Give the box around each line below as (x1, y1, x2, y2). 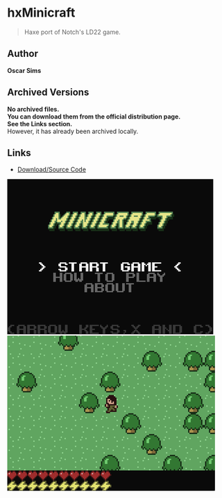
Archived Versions (7, 87, 89, 98)
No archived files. (7, 105, 60, 113)
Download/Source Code (17, 165, 87, 174)
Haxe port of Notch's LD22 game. (24, 28, 121, 36)
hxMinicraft (7, 5, 76, 21)
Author (7, 48, 38, 60)
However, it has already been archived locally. (7, 127, 139, 135)
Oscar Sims (7, 66, 42, 74)
